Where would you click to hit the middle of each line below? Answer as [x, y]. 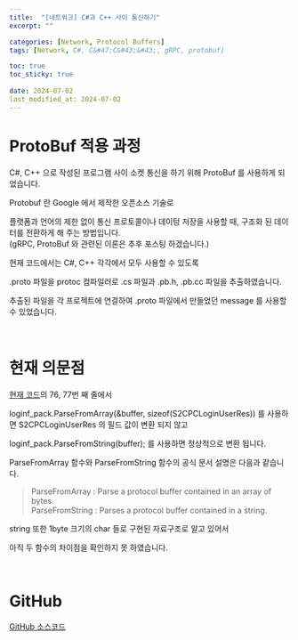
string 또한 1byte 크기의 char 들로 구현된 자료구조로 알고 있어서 [119, 528]
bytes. [43, 500]
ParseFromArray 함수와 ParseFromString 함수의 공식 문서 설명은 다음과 [135, 462]
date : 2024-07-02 [41, 91]
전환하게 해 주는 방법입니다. [73, 232]
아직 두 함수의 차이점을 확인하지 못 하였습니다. [89, 547]
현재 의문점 [47, 368]
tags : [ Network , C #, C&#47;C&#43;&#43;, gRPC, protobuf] [117, 50]
